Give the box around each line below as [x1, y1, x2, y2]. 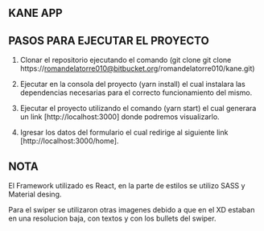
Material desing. [8, 189, 62, 200]
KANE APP [8, 6, 63, 20]
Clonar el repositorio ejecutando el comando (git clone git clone [19, 56, 232, 65]
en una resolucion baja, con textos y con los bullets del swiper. [8, 213, 217, 224]
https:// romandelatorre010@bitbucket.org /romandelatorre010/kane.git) [19, 64, 255, 73]
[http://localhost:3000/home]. [19, 136, 119, 146]
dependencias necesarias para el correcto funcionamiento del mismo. [19, 88, 253, 97]
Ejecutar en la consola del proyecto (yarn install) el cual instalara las [19, 80, 245, 89]
